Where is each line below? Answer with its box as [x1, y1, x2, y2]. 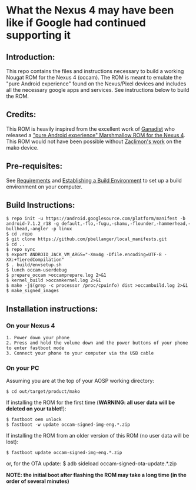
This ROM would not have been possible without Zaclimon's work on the [6, 138, 182, 145]
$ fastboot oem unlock [6, 416, 62, 423]
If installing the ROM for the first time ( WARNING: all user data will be [6, 399, 175, 406]
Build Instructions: [6, 200, 75, 210]
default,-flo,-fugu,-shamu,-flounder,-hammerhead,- [61, 221, 191, 227]
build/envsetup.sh [16, 262, 62, 268]
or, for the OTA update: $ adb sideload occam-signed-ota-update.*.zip [6, 460, 177, 467]
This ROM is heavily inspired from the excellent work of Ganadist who [6, 125, 175, 133]
